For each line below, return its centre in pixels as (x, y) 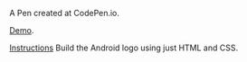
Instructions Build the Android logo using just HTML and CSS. (123, 48)
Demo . (22, 30)
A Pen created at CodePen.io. (65, 13)
